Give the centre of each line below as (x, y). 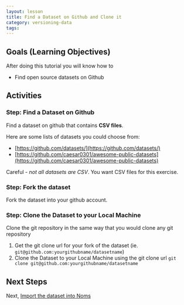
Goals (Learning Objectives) (58, 51)
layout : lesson (25, 11)
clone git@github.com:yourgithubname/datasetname (76, 264)
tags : (13, 28)
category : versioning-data (39, 22)
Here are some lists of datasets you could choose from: (73, 136)
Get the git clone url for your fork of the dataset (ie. (76, 246)
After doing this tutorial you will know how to (60, 66)
